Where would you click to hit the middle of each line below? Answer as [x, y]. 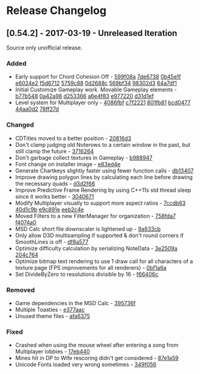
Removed [21, 290]
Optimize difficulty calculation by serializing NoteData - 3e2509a [96, 248]
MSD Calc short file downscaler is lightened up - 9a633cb [88, 228]
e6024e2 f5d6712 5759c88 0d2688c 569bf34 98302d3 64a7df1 [96, 83]
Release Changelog [57, 11]
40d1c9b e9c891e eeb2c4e [49, 209]
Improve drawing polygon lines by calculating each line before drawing [104, 177]
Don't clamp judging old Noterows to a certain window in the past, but [103, 144]
